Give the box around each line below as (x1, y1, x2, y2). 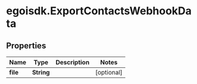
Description (55, 58, 90, 66)
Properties (6, 41, 46, 51)
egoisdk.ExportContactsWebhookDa (6, 4, 192, 18)
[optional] (95, 69, 123, 76)
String (32, 69, 50, 76)
